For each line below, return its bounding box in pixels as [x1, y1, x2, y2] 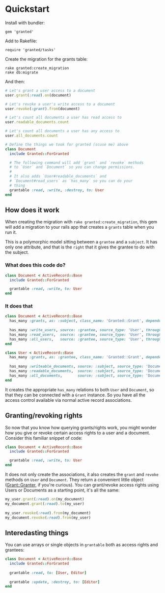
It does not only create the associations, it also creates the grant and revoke [5, 472, 159, 478]
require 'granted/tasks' [5, 47, 56, 52]
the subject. [5, 249, 29, 255]
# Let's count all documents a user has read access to [5, 115, 122, 120]
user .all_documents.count [5, 133, 58, 139]
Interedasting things [5, 528, 69, 537]
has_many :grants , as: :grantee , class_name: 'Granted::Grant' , [9, 355, 144, 360]
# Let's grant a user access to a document [5, 88, 96, 93]
